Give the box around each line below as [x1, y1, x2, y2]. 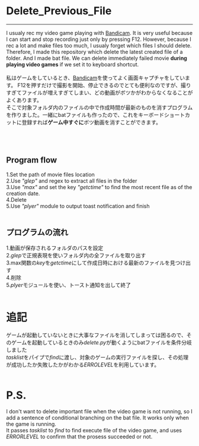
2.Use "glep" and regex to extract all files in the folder [6, 177, 137, 184]
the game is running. [6, 420, 56, 428]
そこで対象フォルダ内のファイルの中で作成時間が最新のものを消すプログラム [6, 104, 193, 111]
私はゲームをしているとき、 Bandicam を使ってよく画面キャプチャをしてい [6, 74, 185, 81]
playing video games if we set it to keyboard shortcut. [6, 60, 139, 68]
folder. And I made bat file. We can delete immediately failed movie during [6, 55, 188, 62]
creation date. [6, 190, 40, 197]
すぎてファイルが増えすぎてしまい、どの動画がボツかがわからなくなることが [6, 89, 193, 96]
